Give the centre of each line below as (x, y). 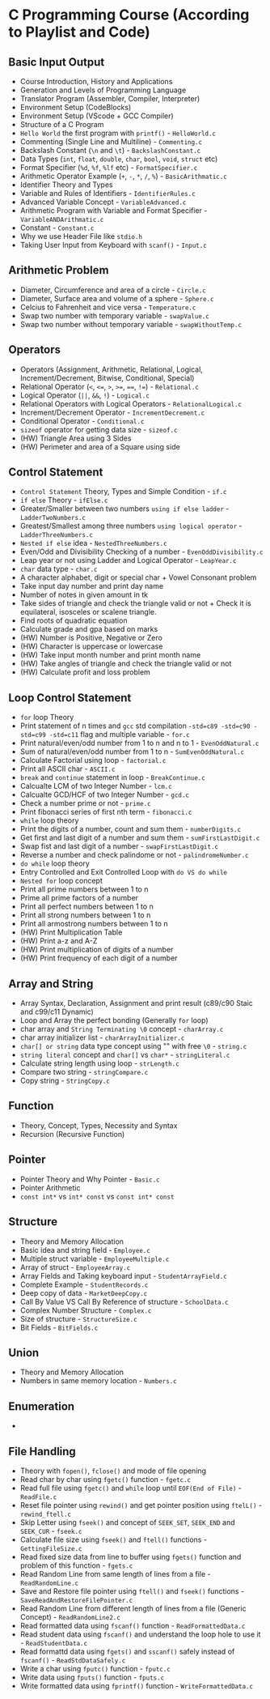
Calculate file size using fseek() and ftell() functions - (114, 1539)
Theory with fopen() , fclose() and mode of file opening (113, 1471)
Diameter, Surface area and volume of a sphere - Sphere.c (117, 298)
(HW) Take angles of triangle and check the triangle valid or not (126, 664)
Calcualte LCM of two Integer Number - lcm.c (96, 786)
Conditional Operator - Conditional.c (82, 421)
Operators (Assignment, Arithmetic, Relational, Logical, (112, 369)
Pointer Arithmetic (50, 1187)
